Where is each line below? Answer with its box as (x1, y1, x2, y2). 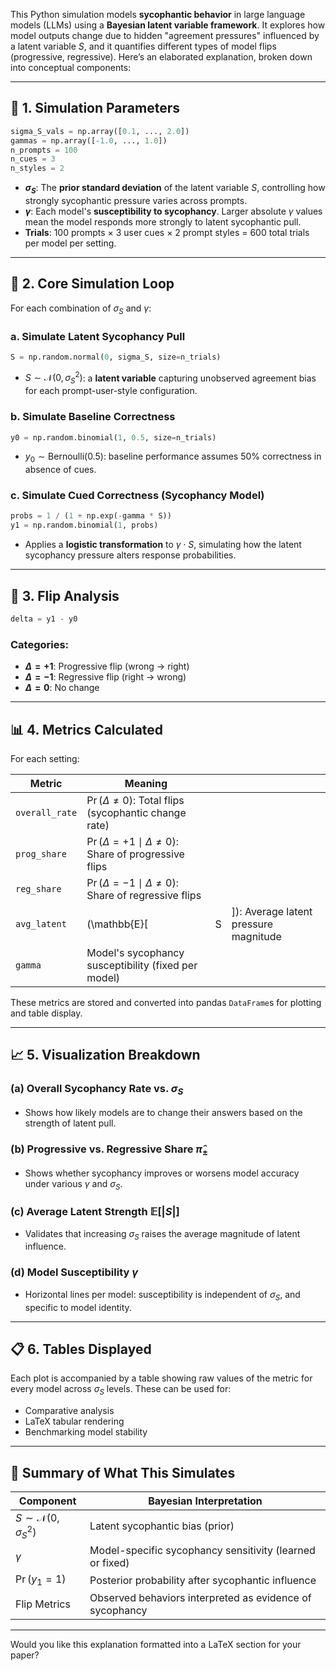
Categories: (10, 637, 70, 651)
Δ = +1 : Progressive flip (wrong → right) (24, 660, 190, 673)
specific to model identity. (24, 1301, 132, 1313)
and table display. (10, 1007, 83, 1019)
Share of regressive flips (86, 889, 202, 903)
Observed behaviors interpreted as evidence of (89, 1590, 312, 1604)
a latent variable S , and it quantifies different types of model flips (10, 40, 277, 52)
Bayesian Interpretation (148, 1494, 263, 1508)
